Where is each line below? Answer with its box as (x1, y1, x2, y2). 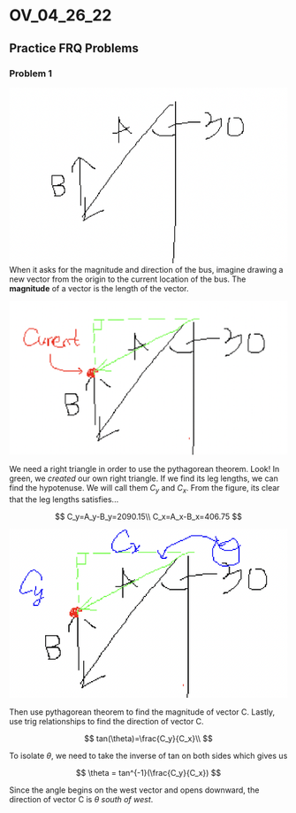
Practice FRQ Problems (9, 41, 139, 56)
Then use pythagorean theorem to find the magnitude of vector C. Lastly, (9, 706, 276, 717)
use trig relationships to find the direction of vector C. (9, 716, 205, 726)
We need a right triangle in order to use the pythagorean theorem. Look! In (9, 464, 280, 475)
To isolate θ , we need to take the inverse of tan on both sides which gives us (9, 750, 288, 761)
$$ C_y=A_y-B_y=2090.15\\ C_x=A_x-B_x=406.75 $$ (54, 511, 243, 522)
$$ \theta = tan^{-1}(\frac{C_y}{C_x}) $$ (75, 767, 222, 778)
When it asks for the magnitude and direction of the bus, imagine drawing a (9, 264, 284, 275)
